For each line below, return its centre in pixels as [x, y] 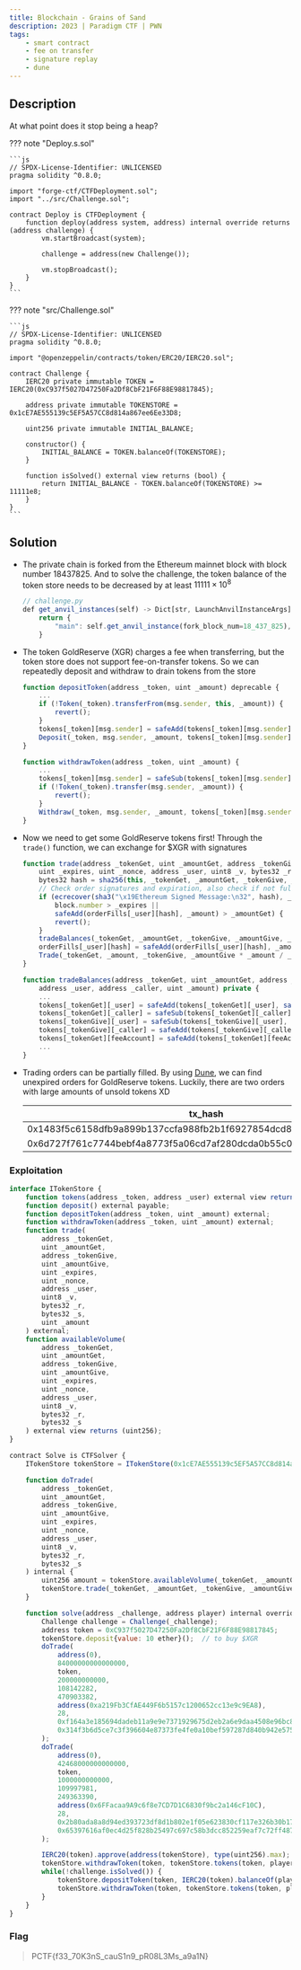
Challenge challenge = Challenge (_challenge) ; [130, 1621]
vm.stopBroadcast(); [80, 269]
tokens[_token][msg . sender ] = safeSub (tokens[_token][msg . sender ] [165, 779]
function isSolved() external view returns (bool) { [126, 476]
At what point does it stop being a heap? [84, 126]
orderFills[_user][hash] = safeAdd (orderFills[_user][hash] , [155, 947]
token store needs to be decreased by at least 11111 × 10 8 [127, 584]
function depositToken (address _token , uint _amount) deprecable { [151, 687]
